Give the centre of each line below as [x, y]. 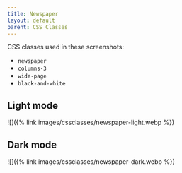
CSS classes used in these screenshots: [66, 47]
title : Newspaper [33, 14]
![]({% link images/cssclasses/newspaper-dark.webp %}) [91, 162]
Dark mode [32, 144]
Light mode [33, 106]
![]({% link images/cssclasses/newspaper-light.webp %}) [91, 123]
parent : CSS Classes [38, 27]
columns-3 [32, 69]
